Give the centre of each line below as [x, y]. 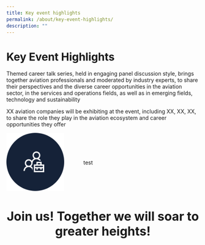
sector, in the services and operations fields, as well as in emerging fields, [99, 93]
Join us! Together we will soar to [103, 216]
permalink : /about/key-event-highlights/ [60, 19]
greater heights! [103, 232]
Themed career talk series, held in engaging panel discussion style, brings [100, 74]
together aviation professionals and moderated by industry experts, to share [102, 80]
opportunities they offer [36, 125]
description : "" [27, 26]
